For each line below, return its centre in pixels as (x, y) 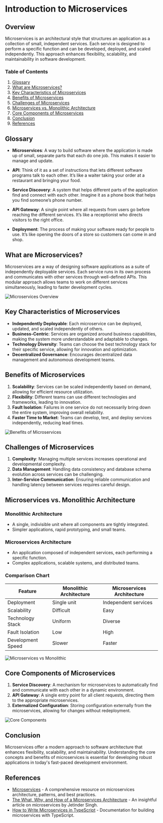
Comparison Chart (27, 576)
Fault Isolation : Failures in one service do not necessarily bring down (81, 407)
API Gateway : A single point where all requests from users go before (81, 210)
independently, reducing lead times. (48, 423)
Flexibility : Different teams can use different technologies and (74, 397)
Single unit (64, 602)
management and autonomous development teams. (64, 360)
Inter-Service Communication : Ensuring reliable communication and (81, 479)
